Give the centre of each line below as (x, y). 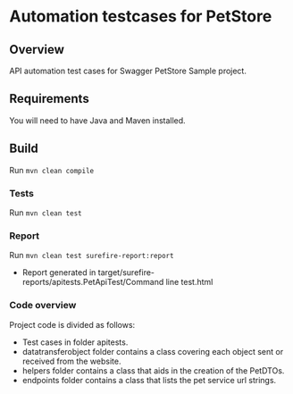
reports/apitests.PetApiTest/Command (93, 282)
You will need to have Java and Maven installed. (97, 120)
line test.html (189, 282)
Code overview (43, 306)
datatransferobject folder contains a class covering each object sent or (153, 351)
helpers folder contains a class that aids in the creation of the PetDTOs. (153, 370)
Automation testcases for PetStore (141, 17)
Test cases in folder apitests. (75, 342)
